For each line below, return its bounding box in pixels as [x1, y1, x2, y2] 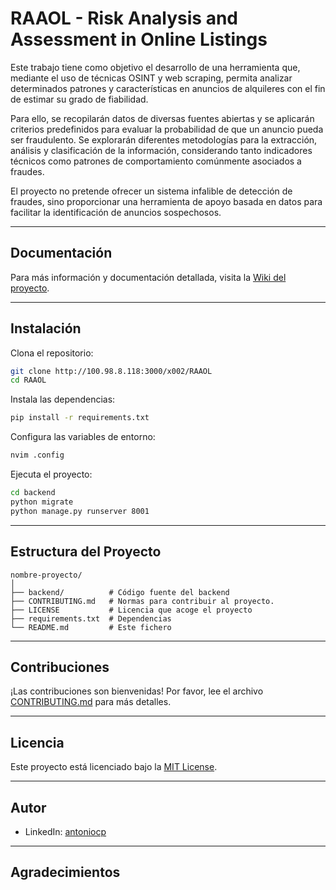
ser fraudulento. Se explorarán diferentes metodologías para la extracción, [10, 133, 318, 146]
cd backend [10, 488, 56, 498]
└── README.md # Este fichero [10, 622, 172, 632]
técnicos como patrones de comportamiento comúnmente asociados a [10, 155, 302, 167]
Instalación [10, 320, 82, 337]
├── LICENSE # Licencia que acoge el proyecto [10, 605, 253, 615]
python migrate [10, 497, 74, 507]
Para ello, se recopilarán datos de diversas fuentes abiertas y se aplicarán [10, 112, 315, 124]
